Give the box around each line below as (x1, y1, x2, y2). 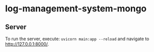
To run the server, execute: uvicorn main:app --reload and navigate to (5, 36, 150, 42)
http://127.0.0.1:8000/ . (5, 41, 50, 47)
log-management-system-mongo (5, 3, 147, 14)
